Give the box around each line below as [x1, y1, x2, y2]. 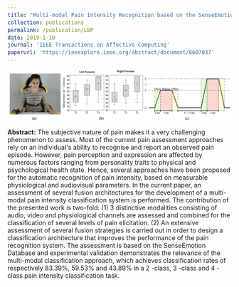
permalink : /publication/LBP [7, 26, 94, 33]
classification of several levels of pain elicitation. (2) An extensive [7, 219, 199, 227]
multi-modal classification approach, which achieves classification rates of [7, 256, 226, 265]
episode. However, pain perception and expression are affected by [7, 151, 203, 159]
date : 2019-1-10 [7, 34, 55, 41]
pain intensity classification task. [23, 271, 120, 280]
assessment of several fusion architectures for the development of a [7, 188, 208, 197]
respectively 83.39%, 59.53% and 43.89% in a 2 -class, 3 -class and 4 [7, 264, 216, 273]
